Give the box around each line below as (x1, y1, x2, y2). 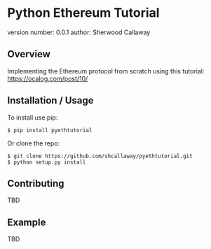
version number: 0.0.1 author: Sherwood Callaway (7, 28, 151, 36)
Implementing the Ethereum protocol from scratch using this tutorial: (7, 66, 205, 75)
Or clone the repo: (7, 138, 60, 148)
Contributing (7, 177, 64, 190)
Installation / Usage (7, 94, 94, 106)
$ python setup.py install (7, 159, 86, 166)
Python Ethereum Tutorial (7, 5, 160, 21)
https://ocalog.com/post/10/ (7, 74, 88, 83)
